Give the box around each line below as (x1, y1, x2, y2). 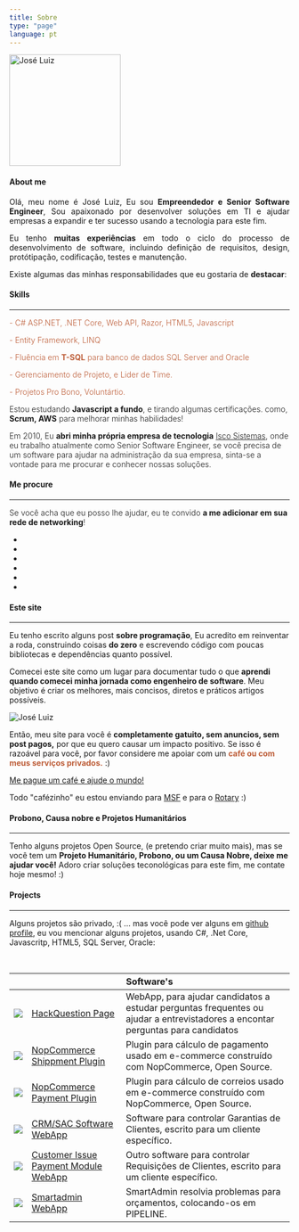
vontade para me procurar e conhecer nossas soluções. (9, 458, 212, 469)
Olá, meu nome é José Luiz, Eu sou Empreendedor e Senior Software (9, 196, 290, 207)
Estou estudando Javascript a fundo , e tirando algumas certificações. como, (9, 403, 288, 415)
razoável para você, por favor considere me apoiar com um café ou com (9, 748, 276, 759)
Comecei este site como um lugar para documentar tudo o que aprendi (9, 666, 271, 678)
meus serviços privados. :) (9, 758, 111, 768)
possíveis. (9, 694, 46, 705)
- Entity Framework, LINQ (9, 334, 101, 345)
